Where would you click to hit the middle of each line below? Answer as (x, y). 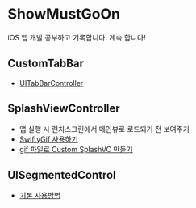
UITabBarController (51, 83)
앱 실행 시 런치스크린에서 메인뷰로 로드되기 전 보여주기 (104, 129)
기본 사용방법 (40, 196)
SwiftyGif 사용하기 (48, 139)
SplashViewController (64, 109)
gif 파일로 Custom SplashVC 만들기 (76, 149)
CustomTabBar (46, 64)
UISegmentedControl (62, 175)
